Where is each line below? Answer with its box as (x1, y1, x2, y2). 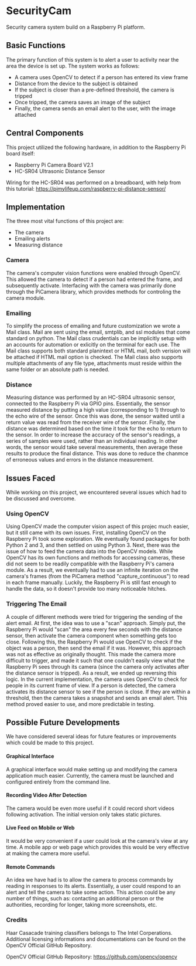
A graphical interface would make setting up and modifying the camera (6, 765, 177, 772)
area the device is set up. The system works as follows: (6, 62, 140, 69)
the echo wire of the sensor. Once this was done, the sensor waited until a (6, 412, 185, 420)
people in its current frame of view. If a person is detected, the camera (6, 682, 176, 689)
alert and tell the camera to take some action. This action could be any (6, 889, 176, 896)
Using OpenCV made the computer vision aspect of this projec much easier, (6, 523, 190, 530)
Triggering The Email (6, 600, 67, 608)
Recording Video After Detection (6, 792, 87, 799)
